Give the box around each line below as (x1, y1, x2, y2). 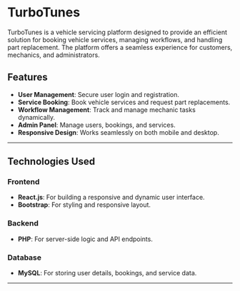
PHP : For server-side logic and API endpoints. (17, 235, 154, 243)
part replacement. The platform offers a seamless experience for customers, (7, 43, 233, 51)
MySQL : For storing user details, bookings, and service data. (17, 269, 197, 277)
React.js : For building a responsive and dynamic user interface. (17, 193, 205, 202)
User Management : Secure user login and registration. (17, 90, 180, 98)
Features (7, 71, 48, 83)
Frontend (7, 177, 40, 187)
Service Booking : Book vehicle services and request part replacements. (17, 98, 231, 106)
